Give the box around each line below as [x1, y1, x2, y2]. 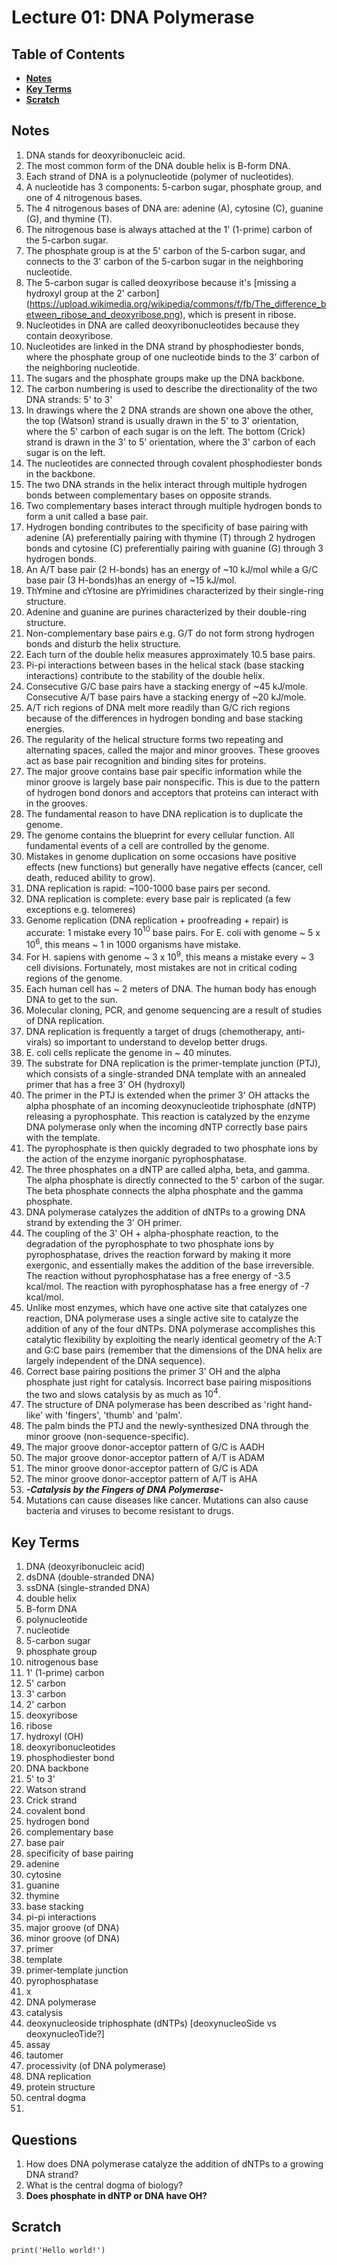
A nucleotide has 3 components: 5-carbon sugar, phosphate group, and [25, 181, 323, 193]
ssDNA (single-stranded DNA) [25, 1582, 151, 1594]
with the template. [25, 1131, 101, 1143]
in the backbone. [25, 467, 96, 480]
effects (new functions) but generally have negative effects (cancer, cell [25, 861, 323, 873]
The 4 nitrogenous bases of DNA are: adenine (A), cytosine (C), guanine [25, 202, 324, 214]
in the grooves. [25, 797, 88, 809]
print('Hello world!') [11, 2245, 106, 2255]
